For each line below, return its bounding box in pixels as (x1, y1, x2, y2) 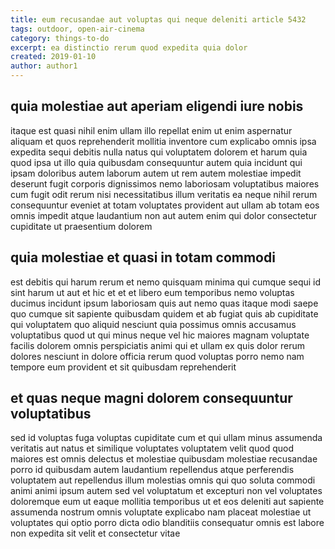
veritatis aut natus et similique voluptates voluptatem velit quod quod (10, 442, 295, 455)
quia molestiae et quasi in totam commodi (10, 249, 276, 266)
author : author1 (10, 61, 78, 71)
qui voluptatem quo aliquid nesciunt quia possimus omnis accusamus (10, 318, 297, 330)
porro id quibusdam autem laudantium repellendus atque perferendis (10, 464, 295, 476)
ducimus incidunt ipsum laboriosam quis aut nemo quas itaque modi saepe (10, 297, 319, 309)
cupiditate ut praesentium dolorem (10, 220, 153, 232)
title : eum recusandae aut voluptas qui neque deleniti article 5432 (10, 14, 307, 25)
